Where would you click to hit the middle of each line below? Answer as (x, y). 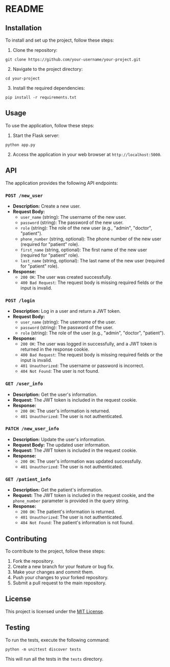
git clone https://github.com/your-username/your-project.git (73, 60)
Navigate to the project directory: (48, 69)
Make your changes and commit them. (53, 572)
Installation (24, 28)
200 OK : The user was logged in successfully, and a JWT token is (89, 344)
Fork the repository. (34, 561)
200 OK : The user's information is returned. (65, 411)
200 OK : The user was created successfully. (66, 277)
